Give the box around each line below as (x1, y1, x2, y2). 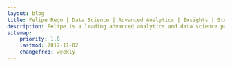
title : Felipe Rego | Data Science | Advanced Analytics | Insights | (7, 16, 215, 23)
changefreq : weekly (19, 49, 76, 56)
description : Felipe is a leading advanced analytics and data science (7, 23, 217, 30)
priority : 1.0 (19, 36, 60, 43)
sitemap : (7, 29, 32, 36)
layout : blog (7, 10, 45, 17)
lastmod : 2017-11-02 (19, 42, 79, 49)
